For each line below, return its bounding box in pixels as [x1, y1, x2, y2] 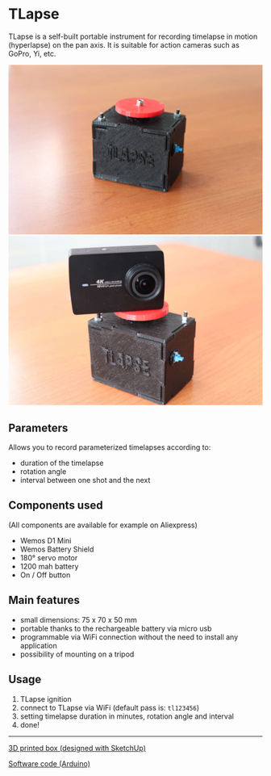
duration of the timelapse [19, 458, 104, 468]
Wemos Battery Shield [19, 544, 94, 554]
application [19, 640, 58, 650]
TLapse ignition [19, 694, 72, 703]
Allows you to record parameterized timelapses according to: [8, 443, 211, 452]
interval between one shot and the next [19, 476, 151, 485]
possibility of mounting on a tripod [19, 649, 135, 659]
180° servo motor [19, 552, 78, 562]
